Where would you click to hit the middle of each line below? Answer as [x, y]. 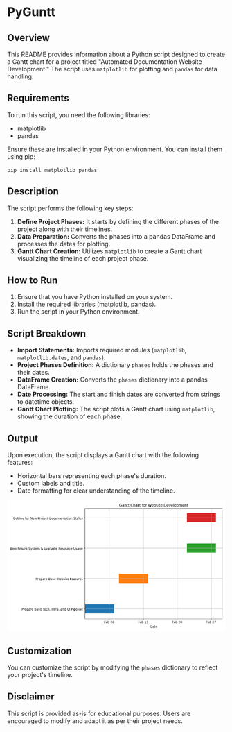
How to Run [33, 281]
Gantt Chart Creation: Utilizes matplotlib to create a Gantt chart [109, 251]
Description [33, 191]
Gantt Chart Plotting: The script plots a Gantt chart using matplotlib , [116, 409]
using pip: [21, 156]
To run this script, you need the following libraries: [79, 114]
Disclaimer [31, 697]
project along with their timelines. [65, 229]
